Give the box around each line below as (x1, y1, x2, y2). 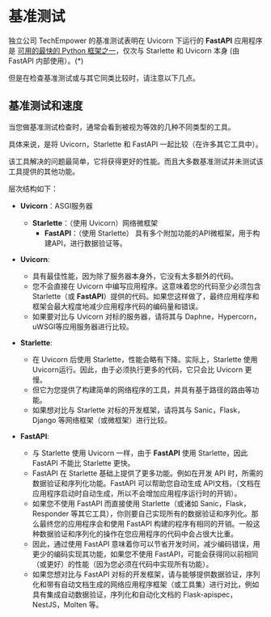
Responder (32, 509, 70, 518)
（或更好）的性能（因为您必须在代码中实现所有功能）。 (32, 559, 214, 568)
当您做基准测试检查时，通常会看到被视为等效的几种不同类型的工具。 (8, 122, 235, 132)
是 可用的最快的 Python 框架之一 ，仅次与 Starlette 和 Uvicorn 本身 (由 (8, 45, 240, 55)
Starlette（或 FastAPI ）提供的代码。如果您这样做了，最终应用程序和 (32, 291, 260, 301)
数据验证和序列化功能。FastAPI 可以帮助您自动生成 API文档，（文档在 (32, 478, 261, 488)
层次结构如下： (8, 184, 58, 193)
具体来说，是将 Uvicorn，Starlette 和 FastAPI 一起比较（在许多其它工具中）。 (8, 139, 263, 149)
